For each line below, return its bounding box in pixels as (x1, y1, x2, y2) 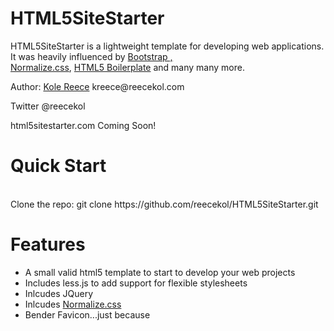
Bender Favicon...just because (24, 308, 151, 321)
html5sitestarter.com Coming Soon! (10, 119, 157, 131)
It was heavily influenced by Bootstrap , (10, 50, 173, 62)
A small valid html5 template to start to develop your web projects (24, 266, 296, 278)
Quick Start (10, 155, 107, 177)
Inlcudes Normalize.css (24, 298, 122, 310)
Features (10, 233, 86, 256)
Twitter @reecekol (10, 100, 86, 112)
